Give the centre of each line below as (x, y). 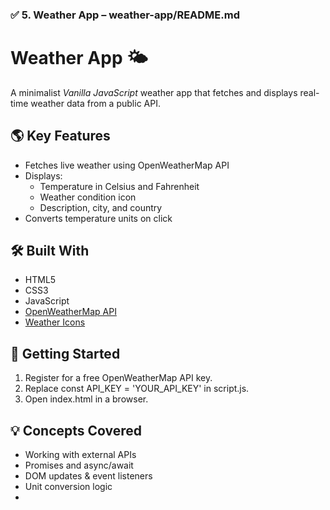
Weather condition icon (88, 197)
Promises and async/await (79, 465)
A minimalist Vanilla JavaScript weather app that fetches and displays (154, 92)
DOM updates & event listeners (88, 476)
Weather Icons (55, 322)
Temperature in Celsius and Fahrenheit (119, 186)
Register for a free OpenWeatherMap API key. (118, 378)
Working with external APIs (80, 455)
